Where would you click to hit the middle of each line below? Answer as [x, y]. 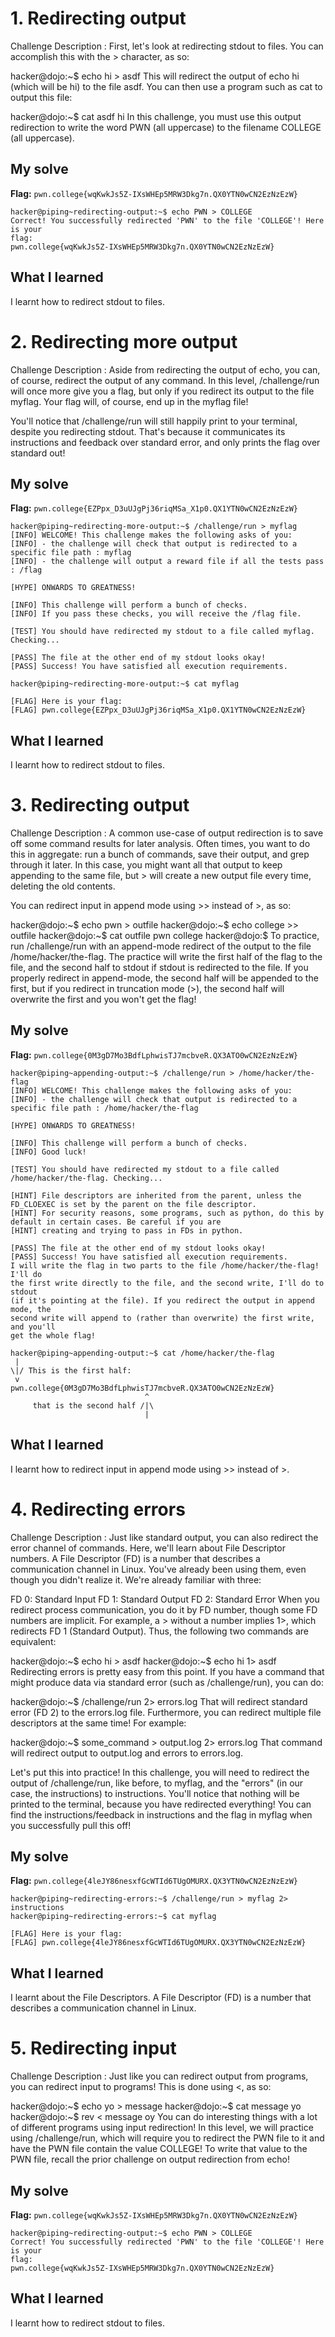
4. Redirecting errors [98, 1509]
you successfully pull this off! [71, 1825]
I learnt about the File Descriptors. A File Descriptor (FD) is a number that [161, 1998]
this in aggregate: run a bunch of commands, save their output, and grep [160, 854]
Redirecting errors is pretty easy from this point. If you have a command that [167, 1671]
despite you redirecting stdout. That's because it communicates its [148, 431]
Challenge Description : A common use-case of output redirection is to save [167, 833]
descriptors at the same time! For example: [98, 1723]
